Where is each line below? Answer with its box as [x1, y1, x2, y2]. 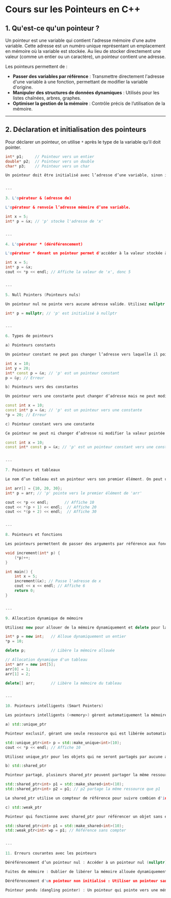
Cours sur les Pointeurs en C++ [5, 4, 141, 15]
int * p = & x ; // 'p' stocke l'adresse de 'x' [5, 219, 103, 224]
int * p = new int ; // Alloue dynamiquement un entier [5, 634, 126, 639]
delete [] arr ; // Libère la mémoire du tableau [5, 681, 122, 686]
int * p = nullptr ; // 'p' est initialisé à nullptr [5, 311, 117, 316]
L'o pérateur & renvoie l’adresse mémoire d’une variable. [5, 205, 131, 210]
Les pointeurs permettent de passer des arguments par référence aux [5, 541, 156, 547]
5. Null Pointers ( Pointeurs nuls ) [5, 292, 81, 297]
